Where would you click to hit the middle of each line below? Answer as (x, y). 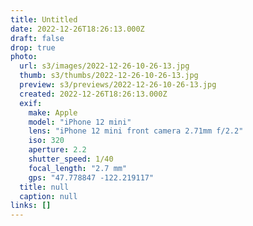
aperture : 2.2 (57, 150)
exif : (31, 103)
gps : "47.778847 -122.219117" (91, 177)
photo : (24, 57)
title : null (44, 187)
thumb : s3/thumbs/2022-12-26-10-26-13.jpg (109, 76)
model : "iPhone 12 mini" (80, 122)
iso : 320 (46, 141)
